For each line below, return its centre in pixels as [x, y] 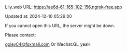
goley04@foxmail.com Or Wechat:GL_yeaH [48, 44]
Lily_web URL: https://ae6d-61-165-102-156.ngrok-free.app [63, 7]
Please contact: [21, 35]
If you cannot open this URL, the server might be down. [60, 26]
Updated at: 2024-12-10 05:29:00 [39, 16]
